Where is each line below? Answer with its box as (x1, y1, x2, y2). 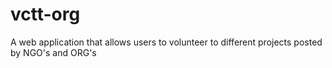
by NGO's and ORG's (10, 46, 97, 58)
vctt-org (10, 3, 81, 26)
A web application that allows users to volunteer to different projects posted (10, 36, 323, 48)
